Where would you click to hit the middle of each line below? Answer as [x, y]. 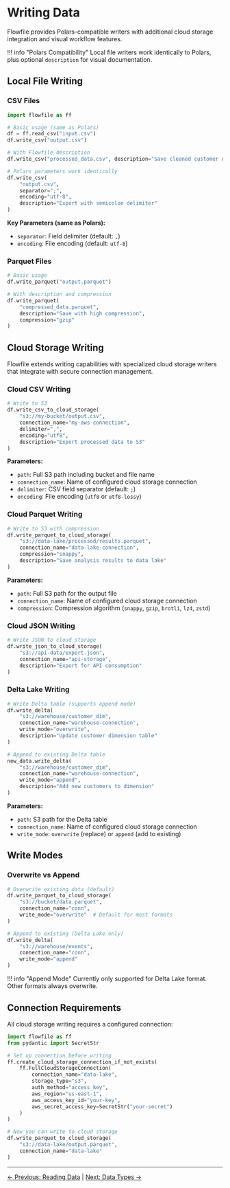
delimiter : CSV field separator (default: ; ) [76, 489]
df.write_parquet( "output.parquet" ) [59, 282]
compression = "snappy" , [52, 554]
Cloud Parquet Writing [45, 515]
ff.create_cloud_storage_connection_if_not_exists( [82, 1062]
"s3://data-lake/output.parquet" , [68, 1145]
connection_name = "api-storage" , [65, 659]
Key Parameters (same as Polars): [56, 223]
